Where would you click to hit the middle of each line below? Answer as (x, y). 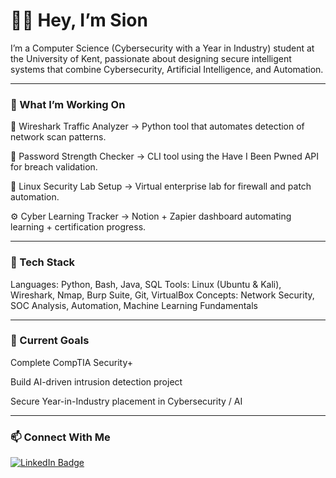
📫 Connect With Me (60, 437)
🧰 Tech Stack (43, 262)
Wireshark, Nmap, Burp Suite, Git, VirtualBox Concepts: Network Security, (162, 295)
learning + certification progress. (78, 227)
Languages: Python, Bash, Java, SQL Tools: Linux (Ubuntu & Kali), (146, 284)
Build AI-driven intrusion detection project (96, 381)
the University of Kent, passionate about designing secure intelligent (151, 58)
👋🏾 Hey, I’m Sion (79, 20)
